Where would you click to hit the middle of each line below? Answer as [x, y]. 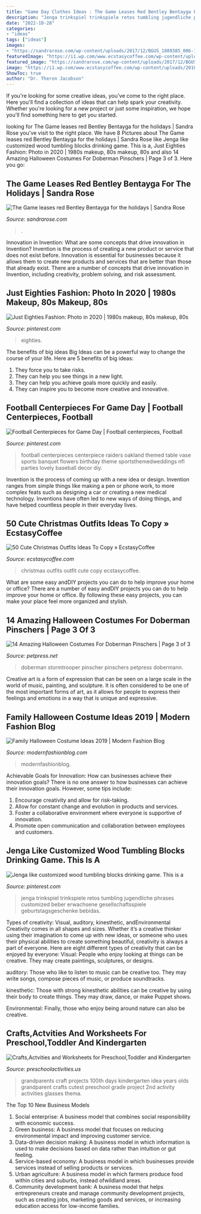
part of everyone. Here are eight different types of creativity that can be [95, 948]
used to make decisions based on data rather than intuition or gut [95, 1148]
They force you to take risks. [50, 370]
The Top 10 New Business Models [48, 1105]
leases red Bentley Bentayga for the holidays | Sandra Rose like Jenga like [97, 139]
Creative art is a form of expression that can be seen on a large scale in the [99, 679]
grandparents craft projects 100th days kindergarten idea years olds [105, 1080]
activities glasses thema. [51, 1093]
